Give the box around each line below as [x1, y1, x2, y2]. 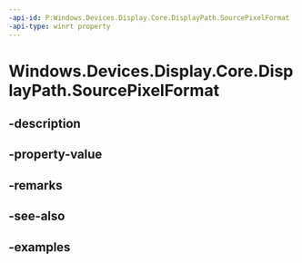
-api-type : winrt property [8, 22, 111, 31]
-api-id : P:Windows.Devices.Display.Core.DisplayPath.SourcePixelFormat [8, 13, 290, 23]
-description [8, 116, 81, 131]
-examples [8, 239, 71, 255]
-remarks [8, 178, 63, 193]
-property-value [8, 147, 103, 162]
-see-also [8, 209, 65, 224]
